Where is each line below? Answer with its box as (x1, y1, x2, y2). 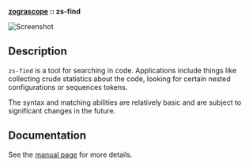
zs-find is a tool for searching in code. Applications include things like (8, 65, 237, 75)
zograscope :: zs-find (8, 7, 81, 16)
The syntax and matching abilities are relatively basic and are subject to (8, 98, 242, 107)
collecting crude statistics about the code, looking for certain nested (8, 74, 231, 83)
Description (8, 45, 67, 58)
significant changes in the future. (8, 106, 116, 115)
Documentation (8, 129, 87, 143)
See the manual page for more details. (8, 150, 133, 159)
